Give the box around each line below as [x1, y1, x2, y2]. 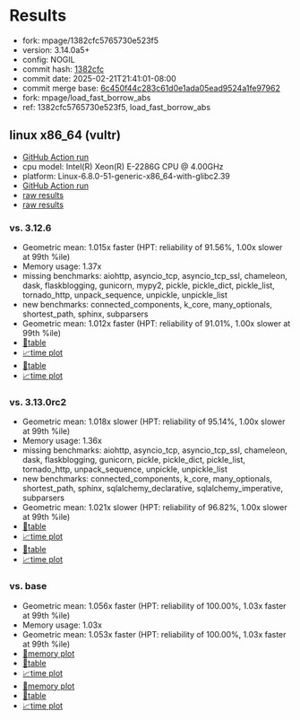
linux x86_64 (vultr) [9, 127, 121, 143]
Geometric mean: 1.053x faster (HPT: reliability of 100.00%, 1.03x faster [21, 629, 287, 639]
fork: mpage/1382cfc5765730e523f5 [21, 35, 159, 46]
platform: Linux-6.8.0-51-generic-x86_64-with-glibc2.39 [21, 170, 231, 181]
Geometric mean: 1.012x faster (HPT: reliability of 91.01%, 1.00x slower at [21, 318, 291, 329]
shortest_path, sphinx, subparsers [21, 308, 149, 319]
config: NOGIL [21, 54, 75, 65]
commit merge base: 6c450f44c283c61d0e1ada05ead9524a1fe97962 [21, 82, 280, 93]
